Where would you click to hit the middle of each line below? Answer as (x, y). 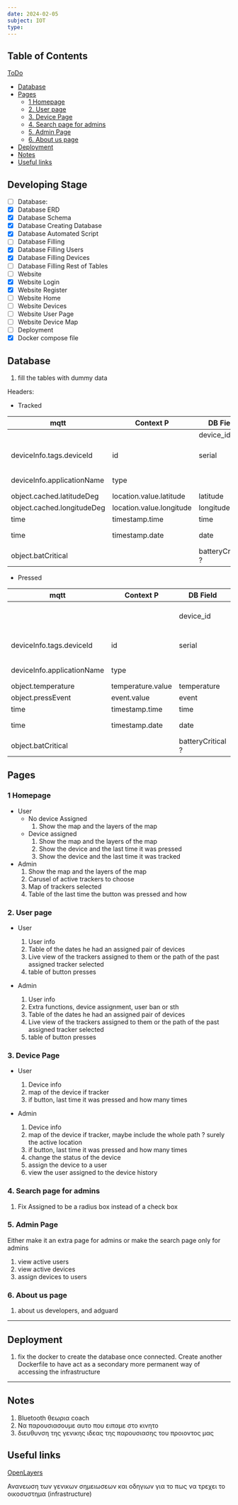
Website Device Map (48, 322)
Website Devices (42, 305)
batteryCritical (203, 741)
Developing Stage (47, 184)
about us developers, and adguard (68, 1310)
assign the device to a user (68, 1165)
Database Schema (44, 218)
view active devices (46, 1269)
